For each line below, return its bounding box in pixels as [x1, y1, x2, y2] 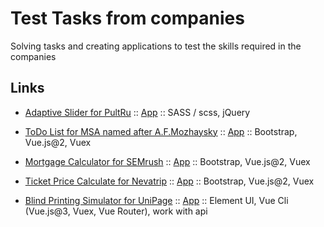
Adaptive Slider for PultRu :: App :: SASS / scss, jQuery [24, 106, 251, 118]
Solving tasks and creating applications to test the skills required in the [10, 40, 302, 52]
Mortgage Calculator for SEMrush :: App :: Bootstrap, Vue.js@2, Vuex [24, 155, 311, 167]
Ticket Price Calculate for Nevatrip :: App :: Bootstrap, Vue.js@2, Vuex [24, 175, 315, 187]
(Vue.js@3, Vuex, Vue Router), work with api [24, 205, 208, 217]
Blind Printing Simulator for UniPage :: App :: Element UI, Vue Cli [24, 194, 289, 206]
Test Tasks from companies [10, 7, 245, 30]
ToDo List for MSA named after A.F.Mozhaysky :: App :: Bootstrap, [24, 125, 298, 137]
